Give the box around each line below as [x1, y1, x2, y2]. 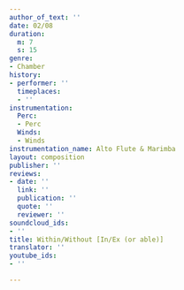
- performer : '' [9, 79, 69, 88]
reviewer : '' [17, 210, 65, 219]
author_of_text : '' [9, 12, 81, 22]
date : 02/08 [9, 21, 53, 30]
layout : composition [9, 152, 86, 162]
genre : [9, 54, 34, 63]
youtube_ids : [9, 251, 57, 261]
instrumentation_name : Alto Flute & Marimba [9, 144, 176, 153]
